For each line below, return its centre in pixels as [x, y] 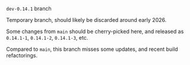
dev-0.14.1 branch [29, 9]
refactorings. [22, 55]
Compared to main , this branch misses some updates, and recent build [92, 49]
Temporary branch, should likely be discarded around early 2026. [86, 20]
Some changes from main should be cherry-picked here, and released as [95, 31]
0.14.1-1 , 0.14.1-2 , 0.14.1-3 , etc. [47, 38]
